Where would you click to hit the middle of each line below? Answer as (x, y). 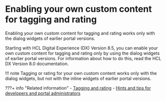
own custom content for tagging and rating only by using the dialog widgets (83, 53)
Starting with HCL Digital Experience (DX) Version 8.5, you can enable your (82, 48)
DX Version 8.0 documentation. (37, 64)
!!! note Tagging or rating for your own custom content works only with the (81, 73)
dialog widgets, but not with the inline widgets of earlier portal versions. (78, 78)
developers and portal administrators (43, 93)
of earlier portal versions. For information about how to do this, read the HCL (83, 58)
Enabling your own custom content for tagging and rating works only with (80, 33)
